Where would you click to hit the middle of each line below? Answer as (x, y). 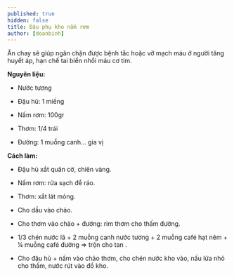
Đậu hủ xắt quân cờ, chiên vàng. (64, 170)
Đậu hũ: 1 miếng (41, 102)
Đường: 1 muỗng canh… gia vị (60, 142)
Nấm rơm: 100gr (41, 115)
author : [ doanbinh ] (36, 33)
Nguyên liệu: (26, 74)
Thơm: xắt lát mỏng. (46, 196)
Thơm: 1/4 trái (38, 129)
